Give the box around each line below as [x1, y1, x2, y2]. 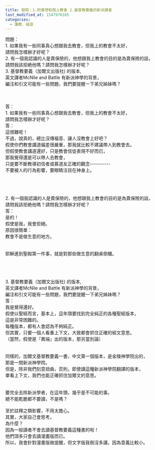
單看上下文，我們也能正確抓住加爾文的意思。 [5, 373, 99, 379]
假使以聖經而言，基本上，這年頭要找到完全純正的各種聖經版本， [5, 310, 139, 316]
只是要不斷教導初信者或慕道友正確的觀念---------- [5, 161, 111, 167]
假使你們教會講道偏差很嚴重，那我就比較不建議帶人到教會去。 [5, 142, 135, 148]
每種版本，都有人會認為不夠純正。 [5, 323, 77, 329]
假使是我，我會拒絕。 [5, 221, 50, 227]
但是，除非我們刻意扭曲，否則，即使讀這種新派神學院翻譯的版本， [5, 366, 143, 372]
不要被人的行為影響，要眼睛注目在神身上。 [5, 167, 95, 173]
